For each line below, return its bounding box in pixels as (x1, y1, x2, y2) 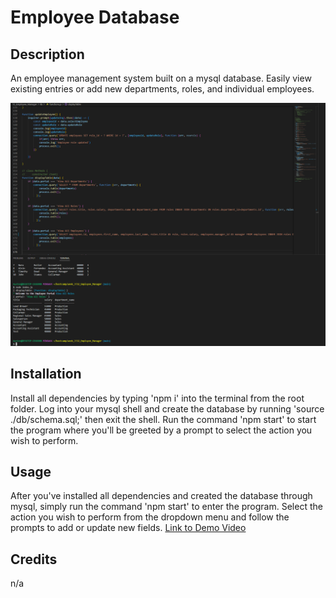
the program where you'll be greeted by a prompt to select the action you (10, 424, 313, 436)
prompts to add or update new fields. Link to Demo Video (10, 522, 247, 534)
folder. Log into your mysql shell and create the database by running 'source (10, 402, 325, 415)
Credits (10, 551, 58, 568)
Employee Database (10, 6, 180, 29)
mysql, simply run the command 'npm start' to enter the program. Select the (10, 501, 323, 513)
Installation (10, 366, 82, 383)
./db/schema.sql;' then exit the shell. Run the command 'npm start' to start (10, 413, 317, 425)
